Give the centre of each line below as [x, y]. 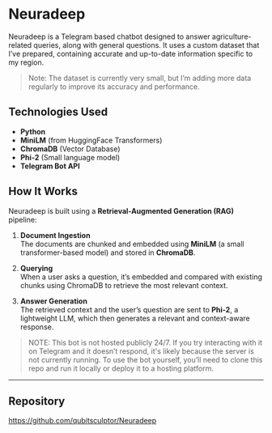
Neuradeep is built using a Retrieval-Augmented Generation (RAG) [121, 210]
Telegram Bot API [50, 166]
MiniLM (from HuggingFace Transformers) [91, 140]
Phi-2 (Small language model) [70, 157]
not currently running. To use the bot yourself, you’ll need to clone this [145, 359]
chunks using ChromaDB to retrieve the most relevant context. [124, 285]
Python [33, 131]
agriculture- [232, 36]
